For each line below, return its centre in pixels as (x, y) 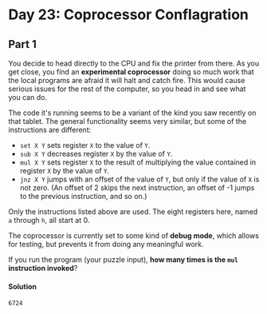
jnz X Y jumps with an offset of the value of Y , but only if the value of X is (139, 179)
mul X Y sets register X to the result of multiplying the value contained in (138, 162)
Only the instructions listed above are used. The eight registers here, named (133, 212)
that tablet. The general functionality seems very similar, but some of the (128, 121)
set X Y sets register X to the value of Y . (85, 145)
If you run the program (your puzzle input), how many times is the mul (123, 260)
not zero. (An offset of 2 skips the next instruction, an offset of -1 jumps (137, 188)
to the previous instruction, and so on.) (83, 196)
